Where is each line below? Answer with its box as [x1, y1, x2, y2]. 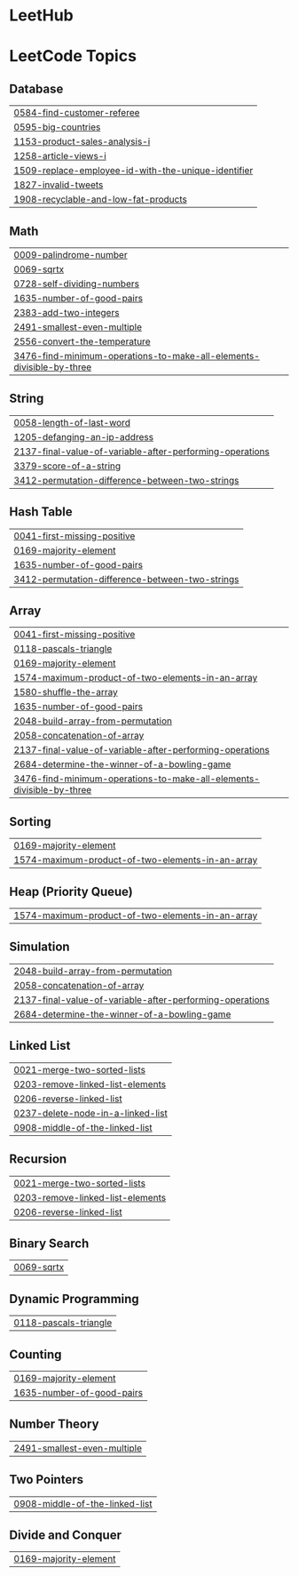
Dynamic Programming [9, 1291, 139, 1307]
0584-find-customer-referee [13, 107, 140, 119]
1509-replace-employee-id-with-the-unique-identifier [13, 164, 254, 177]
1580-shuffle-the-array [13, 686, 118, 699]
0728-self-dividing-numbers [13, 277, 140, 290]
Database [9, 81, 64, 96]
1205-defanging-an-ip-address [13, 430, 153, 443]
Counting [9, 1347, 62, 1362]
